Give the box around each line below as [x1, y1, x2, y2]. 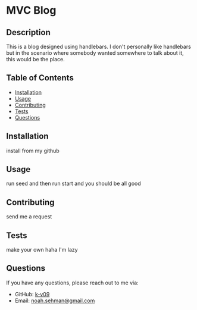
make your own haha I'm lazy [6, 246, 79, 253]
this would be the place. [6, 56, 65, 62]
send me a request [6, 213, 52, 220]
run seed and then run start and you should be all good [6, 180, 141, 187]
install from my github [6, 147, 60, 154]
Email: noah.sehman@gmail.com [14, 297, 95, 304]
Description [6, 27, 51, 37]
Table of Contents [6, 73, 74, 83]
